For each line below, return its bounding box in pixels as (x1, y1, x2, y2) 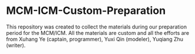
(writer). (6, 42, 26, 49)
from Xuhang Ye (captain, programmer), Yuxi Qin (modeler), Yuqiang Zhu (6, 35, 184, 42)
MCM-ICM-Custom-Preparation (6, 4, 166, 17)
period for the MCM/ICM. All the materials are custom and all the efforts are (6, 29, 190, 36)
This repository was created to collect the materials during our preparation (6, 23, 187, 30)
